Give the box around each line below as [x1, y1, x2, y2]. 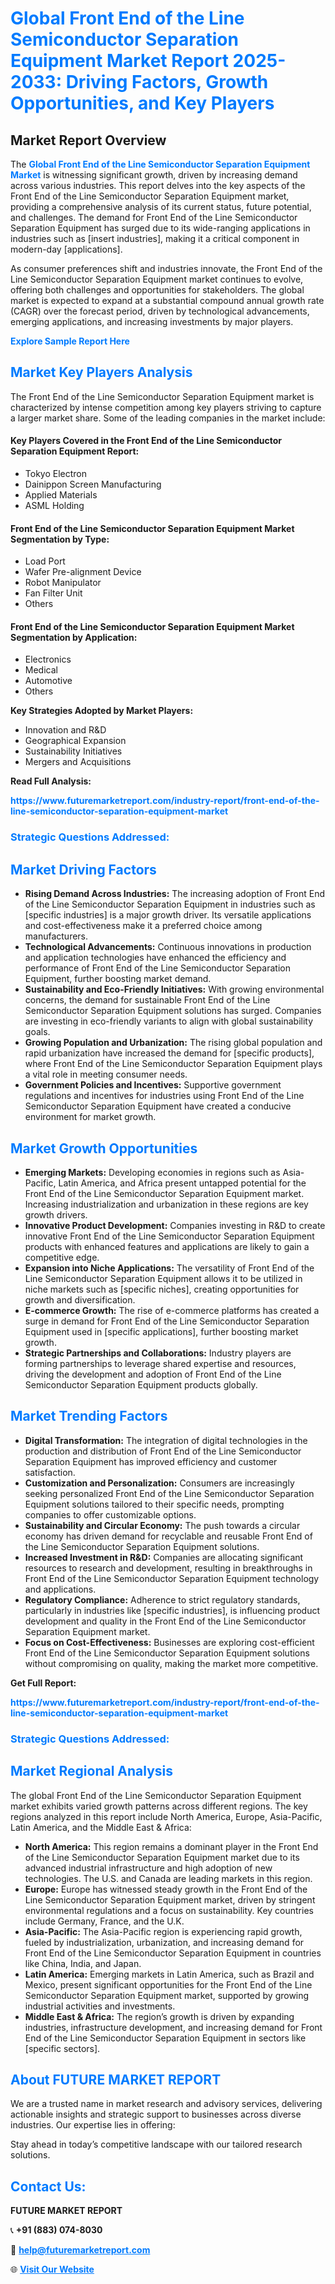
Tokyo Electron [24, 468, 87, 480]
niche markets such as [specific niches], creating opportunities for [24, 1283, 300, 1295]
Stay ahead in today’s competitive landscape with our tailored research [10, 2138, 303, 2151]
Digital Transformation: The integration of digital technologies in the [24, 1434, 308, 1446]
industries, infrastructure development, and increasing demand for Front [24, 2021, 323, 2033]
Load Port [24, 555, 66, 567]
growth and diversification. [24, 1293, 136, 1306]
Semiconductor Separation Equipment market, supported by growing [24, 1989, 310, 2001]
